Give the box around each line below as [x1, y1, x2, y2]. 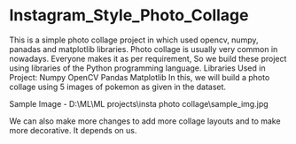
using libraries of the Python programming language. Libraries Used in [9, 63, 266, 73]
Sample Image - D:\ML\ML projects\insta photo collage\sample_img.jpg [9, 98, 269, 109]
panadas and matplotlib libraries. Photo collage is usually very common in [9, 43, 278, 54]
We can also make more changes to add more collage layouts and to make [9, 116, 281, 126]
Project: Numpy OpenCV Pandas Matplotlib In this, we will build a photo [9, 72, 270, 82]
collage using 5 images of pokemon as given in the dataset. [9, 81, 227, 92]
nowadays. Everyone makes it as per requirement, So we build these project [9, 53, 287, 64]
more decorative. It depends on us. [9, 125, 137, 135]
